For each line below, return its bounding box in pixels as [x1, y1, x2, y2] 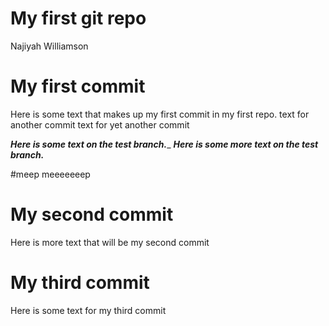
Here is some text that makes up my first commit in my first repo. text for [10, 108, 310, 120]
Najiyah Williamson [10, 40, 89, 52]
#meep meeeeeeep [10, 168, 91, 180]
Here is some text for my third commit [10, 304, 167, 316]
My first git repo [10, 7, 147, 30]
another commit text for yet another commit [10, 118, 190, 131]
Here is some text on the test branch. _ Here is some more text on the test [10, 138, 319, 150]
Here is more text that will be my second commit [10, 236, 210, 248]
